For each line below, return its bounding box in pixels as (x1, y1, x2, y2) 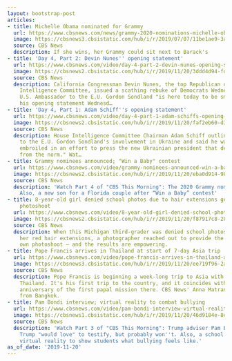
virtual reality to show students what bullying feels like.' (19, 338, 202, 344)
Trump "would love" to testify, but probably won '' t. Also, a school (19, 331, 224, 338)
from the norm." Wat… (19, 151, 81, 159)
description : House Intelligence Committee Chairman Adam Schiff (13, 132, 206, 139)
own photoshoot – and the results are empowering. (19, 241, 168, 248)
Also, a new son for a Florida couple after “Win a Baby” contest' (19, 190, 217, 197)
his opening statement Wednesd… (19, 100, 113, 107)
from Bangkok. (19, 293, 60, 300)
